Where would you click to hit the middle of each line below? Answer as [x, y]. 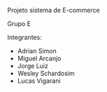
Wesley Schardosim [46, 73]
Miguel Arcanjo [39, 58]
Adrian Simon [37, 51]
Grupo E [19, 24]
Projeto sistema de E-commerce [53, 10]
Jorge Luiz [33, 66]
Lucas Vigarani [39, 81]
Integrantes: [24, 37]
